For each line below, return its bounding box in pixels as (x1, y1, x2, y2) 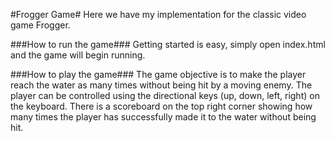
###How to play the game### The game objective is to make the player (10, 69, 307, 80)
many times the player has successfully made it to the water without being (10, 111, 317, 123)
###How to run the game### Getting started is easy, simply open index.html (10, 39, 326, 50)
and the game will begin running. (10, 49, 146, 61)
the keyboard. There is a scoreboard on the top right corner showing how (10, 100, 313, 112)
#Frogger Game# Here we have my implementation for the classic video (10, 9, 307, 20)
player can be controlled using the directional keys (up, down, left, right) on (10, 90, 320, 101)
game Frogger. (10, 19, 71, 31)
